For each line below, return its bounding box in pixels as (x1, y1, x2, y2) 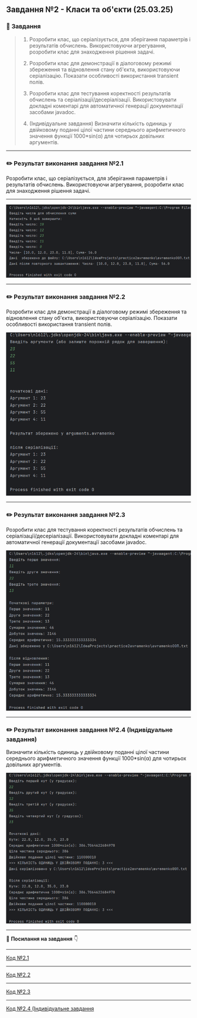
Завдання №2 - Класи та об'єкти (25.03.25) (6, 5, 174, 15)
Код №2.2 (6, 971, 31, 978)
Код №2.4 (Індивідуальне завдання (6, 1005, 94, 1012)
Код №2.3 (6, 988, 30, 995)
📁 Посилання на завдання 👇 (6, 935, 79, 942)
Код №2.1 (6, 954, 29, 961)
